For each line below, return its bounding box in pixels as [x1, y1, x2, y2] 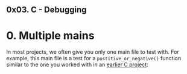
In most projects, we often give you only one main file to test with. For [6, 48, 179, 55]
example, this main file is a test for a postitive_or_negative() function [6, 55, 182, 62]
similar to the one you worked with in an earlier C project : [6, 61, 149, 68]
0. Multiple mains [6, 29, 95, 42]
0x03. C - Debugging [6, 5, 87, 15]
